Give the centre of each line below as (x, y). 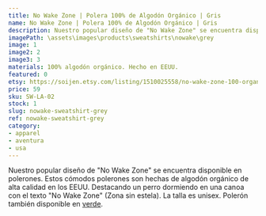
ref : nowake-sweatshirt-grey (56, 119)
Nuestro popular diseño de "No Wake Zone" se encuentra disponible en (125, 170)
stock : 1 (23, 104)
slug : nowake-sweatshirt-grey (58, 112)
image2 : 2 (25, 52)
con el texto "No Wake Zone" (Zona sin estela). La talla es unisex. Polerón (128, 195)
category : (25, 126)
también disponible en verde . (56, 204)
